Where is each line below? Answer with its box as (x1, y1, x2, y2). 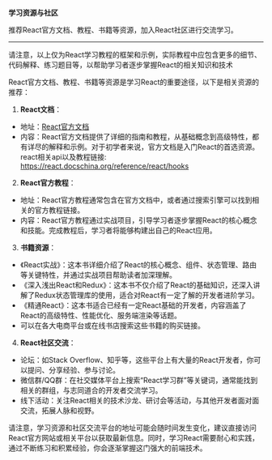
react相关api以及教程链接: (19, 152, 107, 161)
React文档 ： (19, 104, 62, 114)
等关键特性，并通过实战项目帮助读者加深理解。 (19, 270, 176, 279)
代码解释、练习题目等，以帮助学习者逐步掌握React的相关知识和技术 (8, 60, 233, 70)
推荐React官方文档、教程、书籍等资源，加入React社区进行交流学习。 (8, 25, 239, 35)
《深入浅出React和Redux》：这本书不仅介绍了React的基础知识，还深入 (19, 280, 253, 290)
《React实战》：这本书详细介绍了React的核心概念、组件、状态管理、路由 (19, 260, 257, 270)
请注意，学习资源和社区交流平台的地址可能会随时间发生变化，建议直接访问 (8, 423, 257, 432)
